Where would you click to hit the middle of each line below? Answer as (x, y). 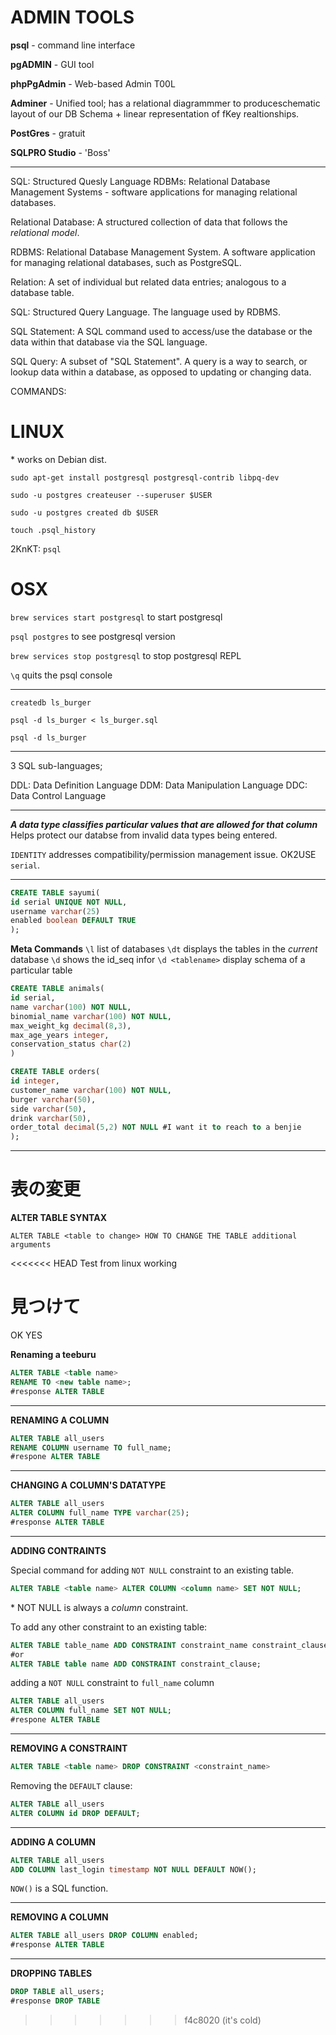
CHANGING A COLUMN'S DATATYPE (88, 1485)
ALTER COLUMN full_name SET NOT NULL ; (91, 1711)
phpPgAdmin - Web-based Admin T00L (93, 83)
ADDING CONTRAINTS (58, 1550)
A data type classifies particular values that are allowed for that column (164, 824)
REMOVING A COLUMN (59, 1917)
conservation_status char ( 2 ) (71, 1044)
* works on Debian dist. (58, 459)
